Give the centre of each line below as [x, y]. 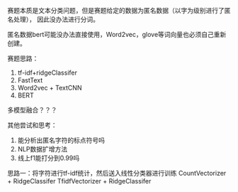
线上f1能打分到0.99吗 [49, 158]
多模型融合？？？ [32, 110]
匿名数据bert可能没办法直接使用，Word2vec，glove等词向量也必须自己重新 [117, 34]
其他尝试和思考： [32, 125]
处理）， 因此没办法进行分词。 [56, 19]
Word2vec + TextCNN [50, 88]
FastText [30, 80]
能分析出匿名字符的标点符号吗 [61, 140]
